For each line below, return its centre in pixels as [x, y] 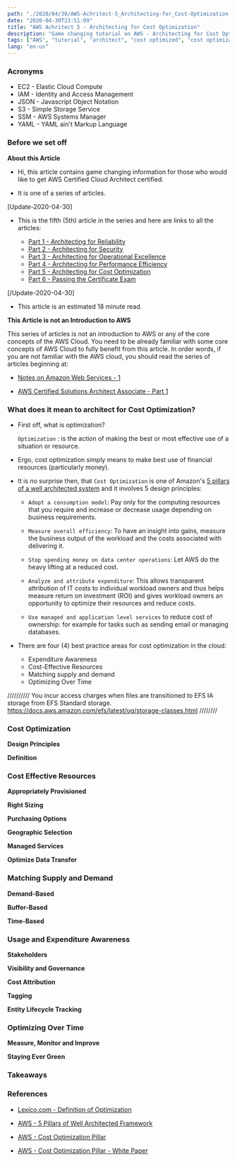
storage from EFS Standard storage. [60, 703]
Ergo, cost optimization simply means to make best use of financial [115, 459]
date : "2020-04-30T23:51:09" [50, 20]
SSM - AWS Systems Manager [62, 117]
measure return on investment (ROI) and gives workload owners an [126, 595]
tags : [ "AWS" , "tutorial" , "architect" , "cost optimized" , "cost [105, 40]
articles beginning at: [38, 364]
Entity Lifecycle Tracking [45, 1009]
